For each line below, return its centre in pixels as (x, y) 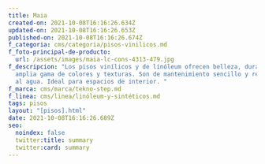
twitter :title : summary (54, 140)
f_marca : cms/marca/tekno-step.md (65, 89)
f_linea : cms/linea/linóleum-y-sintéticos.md (84, 96)
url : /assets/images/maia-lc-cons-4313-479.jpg (95, 60)
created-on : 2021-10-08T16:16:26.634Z (72, 23)
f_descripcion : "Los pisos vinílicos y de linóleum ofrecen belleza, (125, 67)
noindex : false (40, 132)
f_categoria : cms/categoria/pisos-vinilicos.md (88, 45)
